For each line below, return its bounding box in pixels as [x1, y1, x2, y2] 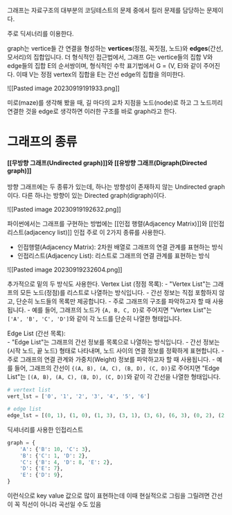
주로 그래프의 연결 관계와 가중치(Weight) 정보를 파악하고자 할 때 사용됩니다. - [7, 355, 215, 364]
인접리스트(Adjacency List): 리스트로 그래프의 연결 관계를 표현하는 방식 [17, 252, 210, 260]
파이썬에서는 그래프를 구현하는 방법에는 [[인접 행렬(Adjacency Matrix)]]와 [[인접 [7, 219, 225, 228]
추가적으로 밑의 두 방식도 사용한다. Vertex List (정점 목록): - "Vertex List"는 [7, 280, 211, 288]
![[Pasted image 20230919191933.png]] [7, 84, 120, 92]
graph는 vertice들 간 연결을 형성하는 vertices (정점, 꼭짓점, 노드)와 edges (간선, [7, 44, 224, 52]
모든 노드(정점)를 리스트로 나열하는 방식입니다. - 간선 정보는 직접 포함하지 [19, 289, 218, 297]
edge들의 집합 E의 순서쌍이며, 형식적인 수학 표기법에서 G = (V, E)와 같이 [7, 62, 202, 69]
